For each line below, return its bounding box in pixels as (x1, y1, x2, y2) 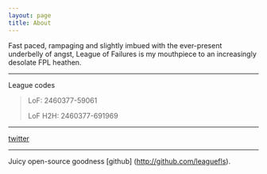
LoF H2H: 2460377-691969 (27, 111, 118, 120)
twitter (8, 134, 30, 143)
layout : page (8, 11, 52, 20)
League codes (8, 80, 56, 89)
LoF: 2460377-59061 (27, 96, 98, 105)
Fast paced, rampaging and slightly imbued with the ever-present (8, 40, 222, 50)
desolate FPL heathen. (8, 57, 82, 67)
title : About (8, 19, 52, 27)
